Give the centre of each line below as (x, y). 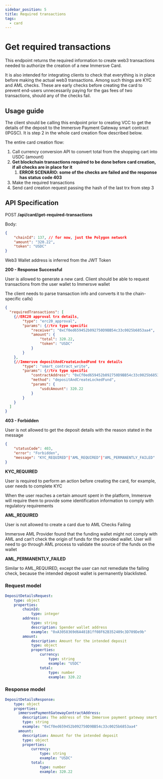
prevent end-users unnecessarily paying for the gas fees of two (69, 91)
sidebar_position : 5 (26, 9)
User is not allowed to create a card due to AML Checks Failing (68, 524)
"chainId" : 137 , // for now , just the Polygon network (70, 237)
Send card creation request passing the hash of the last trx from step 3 (83, 188)
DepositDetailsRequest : (29, 596)
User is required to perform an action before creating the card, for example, (81, 481)
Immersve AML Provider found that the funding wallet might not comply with (81, 534)
